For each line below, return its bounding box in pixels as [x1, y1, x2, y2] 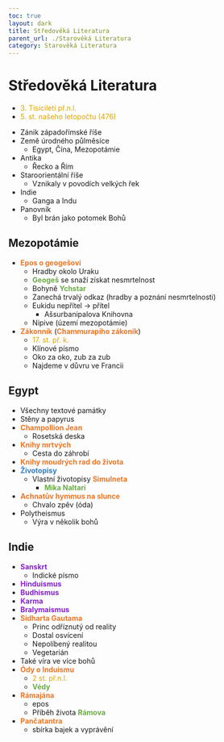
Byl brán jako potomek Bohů [31, 213, 127, 223]
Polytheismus [19, 508, 66, 518]
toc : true [8, 11, 42, 20]
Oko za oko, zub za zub [31, 352, 111, 361]
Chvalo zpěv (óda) [31, 499, 94, 509]
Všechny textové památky [19, 405, 106, 415]
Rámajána [19, 690, 55, 700]
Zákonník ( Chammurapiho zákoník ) [19, 326, 141, 336]
